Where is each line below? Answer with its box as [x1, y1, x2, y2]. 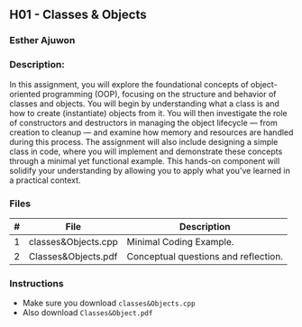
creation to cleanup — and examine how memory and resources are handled [9, 126, 294, 138]
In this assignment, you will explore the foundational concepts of [9, 78, 250, 89]
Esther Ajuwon [9, 34, 76, 47]
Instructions [9, 277, 65, 289]
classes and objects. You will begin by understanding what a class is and [9, 98, 279, 109]
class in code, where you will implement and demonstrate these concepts [9, 146, 283, 157]
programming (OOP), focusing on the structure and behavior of [41, 88, 277, 99]
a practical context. [9, 175, 81, 186]
